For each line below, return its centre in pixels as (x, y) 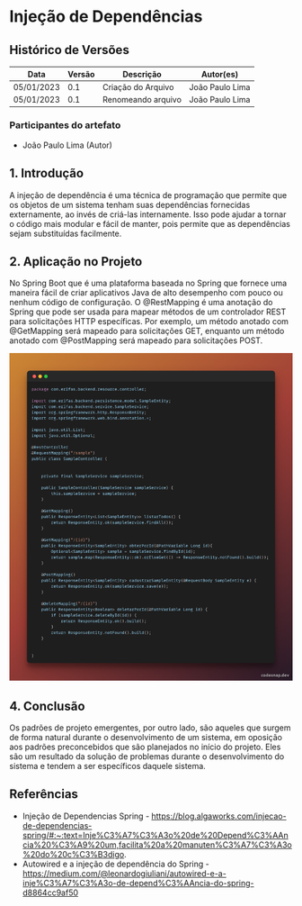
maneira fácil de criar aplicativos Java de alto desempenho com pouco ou (146, 293)
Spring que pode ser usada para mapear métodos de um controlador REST (148, 312)
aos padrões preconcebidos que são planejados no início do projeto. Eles (145, 747)
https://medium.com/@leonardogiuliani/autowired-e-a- (124, 873)
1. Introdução (46, 173)
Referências (44, 794)
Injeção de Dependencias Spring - (86, 816)
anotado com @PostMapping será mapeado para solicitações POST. (136, 340)
